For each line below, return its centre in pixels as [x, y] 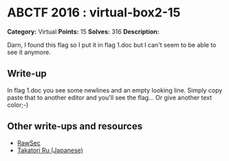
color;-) [18, 105]
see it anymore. [29, 52]
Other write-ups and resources [75, 126]
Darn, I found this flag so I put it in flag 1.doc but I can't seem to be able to [112, 45]
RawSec [29, 143]
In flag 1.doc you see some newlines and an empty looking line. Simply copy [115, 90]
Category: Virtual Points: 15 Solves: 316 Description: [83, 32]
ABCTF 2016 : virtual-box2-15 [94, 13]
